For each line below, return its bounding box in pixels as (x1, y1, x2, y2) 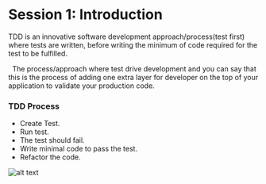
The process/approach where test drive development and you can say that (11, 63, 256, 73)
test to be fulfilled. (8, 48, 67, 58)
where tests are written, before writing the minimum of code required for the (8, 40, 258, 49)
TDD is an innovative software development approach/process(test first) (8, 32, 245, 41)
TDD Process (8, 101, 60, 112)
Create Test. (19, 119, 60, 128)
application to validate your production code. (8, 81, 155, 90)
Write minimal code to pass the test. (19, 144, 137, 154)
